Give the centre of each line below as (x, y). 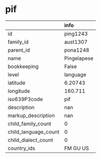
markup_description (31, 115)
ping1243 (76, 34)
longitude (19, 91)
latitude (17, 83)
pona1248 (77, 50)
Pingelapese (79, 58)
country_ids (21, 148)
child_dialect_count (30, 140)
